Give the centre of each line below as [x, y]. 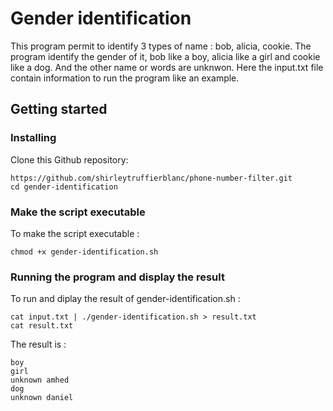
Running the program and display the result [117, 277]
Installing [33, 138]
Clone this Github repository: [69, 159]
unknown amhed [40, 380]
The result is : [38, 344]
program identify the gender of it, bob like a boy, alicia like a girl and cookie [165, 56]
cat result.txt [42, 326]
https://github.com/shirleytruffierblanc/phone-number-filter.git [151, 178]
